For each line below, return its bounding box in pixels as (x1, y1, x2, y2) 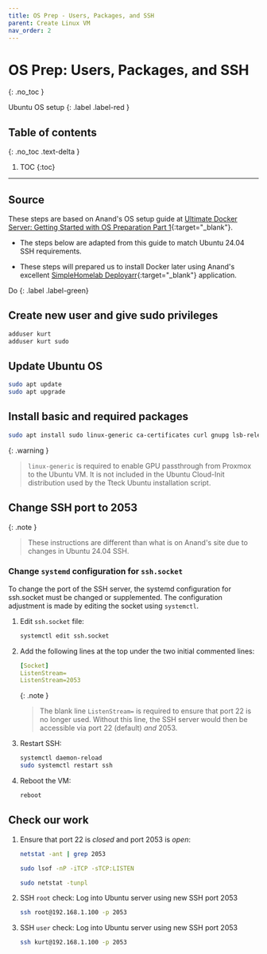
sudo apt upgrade (8, 388, 66, 396)
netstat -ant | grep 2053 (19, 850, 106, 858)
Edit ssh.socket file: (19, 616, 85, 626)
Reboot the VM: (19, 776, 72, 786)
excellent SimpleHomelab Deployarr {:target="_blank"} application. (19, 270, 237, 280)
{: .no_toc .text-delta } (8, 147, 80, 156)
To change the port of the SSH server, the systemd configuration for (8, 583, 232, 594)
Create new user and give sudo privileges (8, 308, 219, 323)
